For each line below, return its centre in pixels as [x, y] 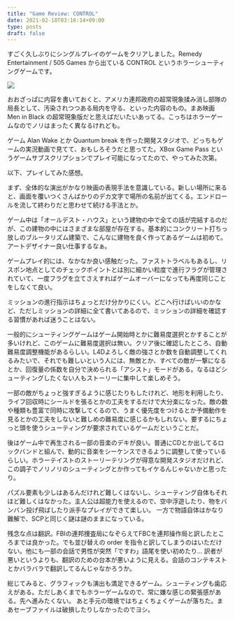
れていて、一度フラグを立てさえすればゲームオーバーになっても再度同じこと [117, 279]
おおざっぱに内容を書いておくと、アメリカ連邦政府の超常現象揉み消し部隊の [117, 99]
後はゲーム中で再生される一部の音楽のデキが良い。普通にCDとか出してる [113, 443]
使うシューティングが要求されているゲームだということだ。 [117, 428]
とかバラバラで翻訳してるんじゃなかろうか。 [72, 569]
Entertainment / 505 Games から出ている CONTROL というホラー [101, 63]
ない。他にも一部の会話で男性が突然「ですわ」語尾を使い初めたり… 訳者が [115, 551]
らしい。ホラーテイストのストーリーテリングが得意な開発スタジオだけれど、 [117, 460]
